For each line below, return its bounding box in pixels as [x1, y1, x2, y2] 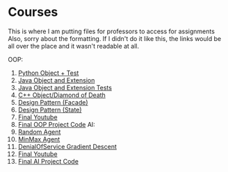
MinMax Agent [17, 135, 60, 143]
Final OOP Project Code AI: [17, 120, 96, 128]
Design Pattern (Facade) [17, 98, 89, 106]
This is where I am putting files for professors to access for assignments [8, 27, 215, 35]
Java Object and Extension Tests [17, 83, 112, 92]
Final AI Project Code [17, 157, 79, 165]
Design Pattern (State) [17, 105, 82, 114]
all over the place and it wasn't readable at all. [8, 42, 140, 50]
